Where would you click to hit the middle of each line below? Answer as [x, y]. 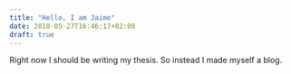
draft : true [32, 34]
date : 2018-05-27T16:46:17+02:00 [73, 26]
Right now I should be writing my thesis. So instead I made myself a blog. [146, 60]
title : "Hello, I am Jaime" [63, 18]
